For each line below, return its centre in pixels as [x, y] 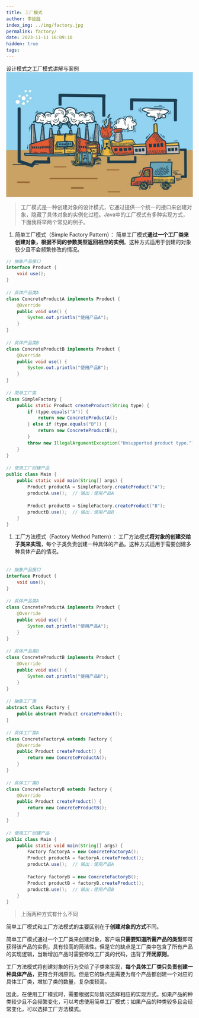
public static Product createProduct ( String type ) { [83, 405]
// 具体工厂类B [23, 783]
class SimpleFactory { [34, 399]
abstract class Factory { [38, 708]
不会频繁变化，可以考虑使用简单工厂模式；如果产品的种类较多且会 [107, 1002]
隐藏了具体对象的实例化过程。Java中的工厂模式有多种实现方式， [110, 215]
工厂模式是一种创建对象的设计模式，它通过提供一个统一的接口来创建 [104, 207]
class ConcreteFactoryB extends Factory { [59, 789]
